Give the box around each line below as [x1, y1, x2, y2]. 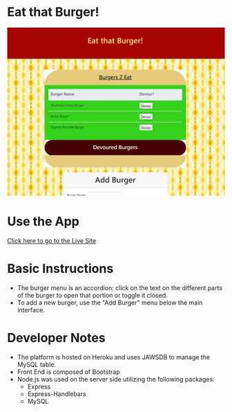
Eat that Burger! [7, 4, 99, 20]
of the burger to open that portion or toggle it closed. [17, 292, 168, 300]
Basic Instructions [7, 261, 114, 277]
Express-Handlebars [27, 390, 86, 398]
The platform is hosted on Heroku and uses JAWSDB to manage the [17, 353, 211, 361]
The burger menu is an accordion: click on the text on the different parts [17, 284, 223, 292]
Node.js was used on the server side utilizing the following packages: [17, 375, 215, 384]
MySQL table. [17, 361, 57, 369]
